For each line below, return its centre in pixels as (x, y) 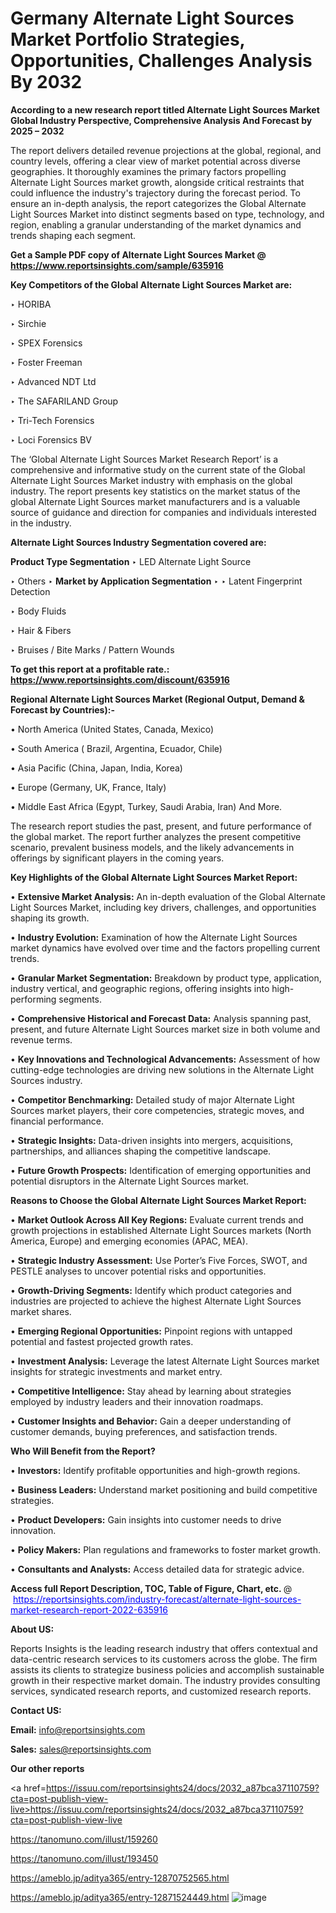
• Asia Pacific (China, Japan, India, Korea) (96, 768)
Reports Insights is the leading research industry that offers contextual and (164, 1648)
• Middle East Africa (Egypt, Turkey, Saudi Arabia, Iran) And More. (146, 806)
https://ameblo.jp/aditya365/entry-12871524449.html (120, 1897)
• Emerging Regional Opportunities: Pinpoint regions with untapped (151, 1331)
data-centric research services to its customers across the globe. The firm (164, 1659)
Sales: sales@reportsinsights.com (81, 1749)
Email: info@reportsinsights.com (78, 1729)
